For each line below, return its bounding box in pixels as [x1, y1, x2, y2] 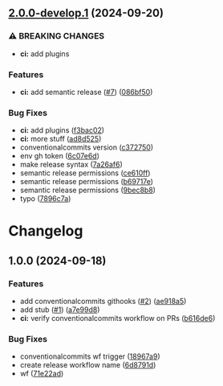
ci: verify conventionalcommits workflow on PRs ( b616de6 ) [19, 314, 216, 323]
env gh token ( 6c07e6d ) [19, 151, 100, 161]
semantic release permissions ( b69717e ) [19, 177, 154, 187]
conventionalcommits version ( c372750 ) [19, 142, 154, 152]
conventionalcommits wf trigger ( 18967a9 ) [19, 351, 160, 361]
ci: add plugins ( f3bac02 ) [19, 125, 105, 135]
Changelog [8, 222, 83, 240]
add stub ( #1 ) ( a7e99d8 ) [19, 305, 100, 314]
